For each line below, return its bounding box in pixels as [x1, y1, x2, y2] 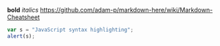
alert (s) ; [7, 32, 36, 40]
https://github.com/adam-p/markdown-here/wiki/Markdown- [40, 6, 213, 14]
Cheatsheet [7, 13, 40, 21]
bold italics [7, 6, 39, 14]
